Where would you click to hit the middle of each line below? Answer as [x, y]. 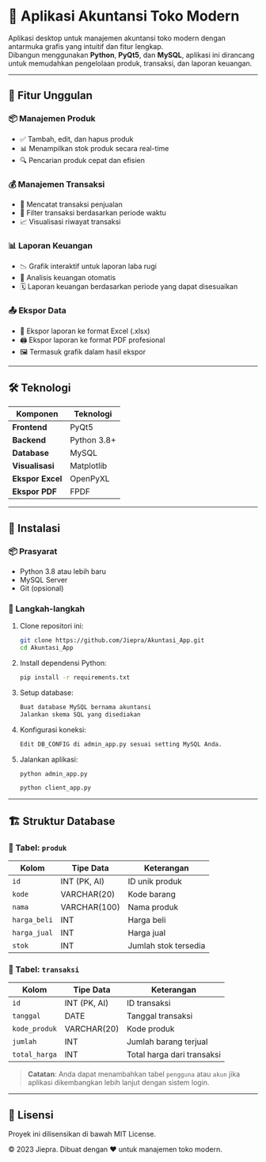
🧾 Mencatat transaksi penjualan [71, 204]
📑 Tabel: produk [38, 848]
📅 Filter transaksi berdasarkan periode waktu [93, 212]
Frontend [30, 427]
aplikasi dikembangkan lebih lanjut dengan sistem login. [118, 1083]
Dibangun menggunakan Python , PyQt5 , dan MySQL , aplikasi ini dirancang [131, 55]
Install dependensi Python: [63, 663]
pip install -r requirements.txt [75, 678]
